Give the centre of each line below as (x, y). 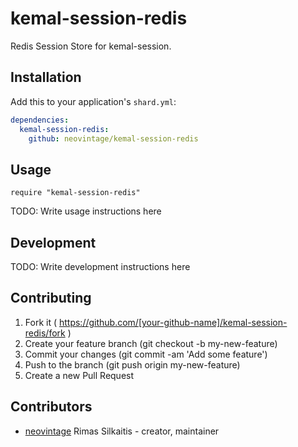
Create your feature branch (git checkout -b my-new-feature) (151, 343)
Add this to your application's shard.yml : (93, 101)
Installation (46, 77)
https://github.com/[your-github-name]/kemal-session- (173, 322)
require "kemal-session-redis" (75, 193)
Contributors (51, 407)
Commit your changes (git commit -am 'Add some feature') (146, 354)
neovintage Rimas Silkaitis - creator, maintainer (122, 431)
